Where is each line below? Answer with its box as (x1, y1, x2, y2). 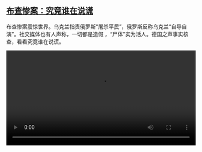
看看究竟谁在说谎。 (16, 38, 64, 45)
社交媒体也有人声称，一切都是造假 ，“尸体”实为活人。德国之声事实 (19, 30, 183, 37)
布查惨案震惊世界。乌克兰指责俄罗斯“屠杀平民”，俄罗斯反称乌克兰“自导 (6, 23, 182, 30)
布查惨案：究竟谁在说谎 (6, 5, 93, 16)
